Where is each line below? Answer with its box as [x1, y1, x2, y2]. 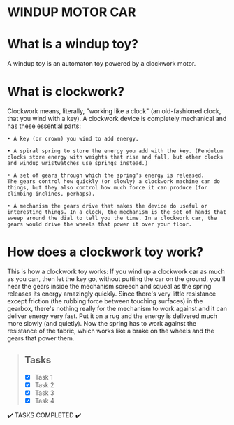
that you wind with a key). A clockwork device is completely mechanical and [7, 115, 227, 123]
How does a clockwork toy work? [7, 244, 204, 260]
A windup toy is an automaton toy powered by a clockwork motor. [7, 59, 196, 68]
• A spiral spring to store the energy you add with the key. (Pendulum [7, 147, 224, 154]
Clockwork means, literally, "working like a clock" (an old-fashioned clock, [7, 107, 221, 115]
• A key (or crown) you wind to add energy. [7, 136, 139, 143]
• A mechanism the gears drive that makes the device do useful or [7, 203, 208, 210]
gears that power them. [7, 334, 75, 343]
